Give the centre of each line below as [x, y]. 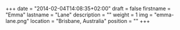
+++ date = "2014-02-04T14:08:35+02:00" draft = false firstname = [88, 9]
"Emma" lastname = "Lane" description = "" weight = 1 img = [79, 15]
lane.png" [17, 21]
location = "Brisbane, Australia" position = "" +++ [90, 21]
